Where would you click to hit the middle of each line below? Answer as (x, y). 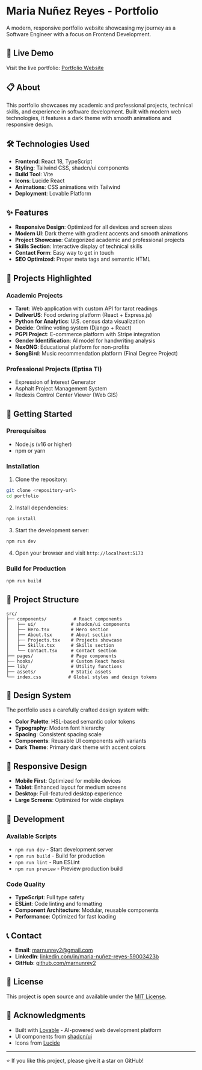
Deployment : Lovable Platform (53, 194)
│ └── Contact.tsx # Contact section (62, 651)
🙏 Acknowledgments (46, 1015)
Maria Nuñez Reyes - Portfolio (83, 11)
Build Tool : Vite (34, 174)
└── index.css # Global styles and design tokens (82, 677)
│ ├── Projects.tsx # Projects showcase (64, 640)
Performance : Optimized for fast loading (65, 917)
